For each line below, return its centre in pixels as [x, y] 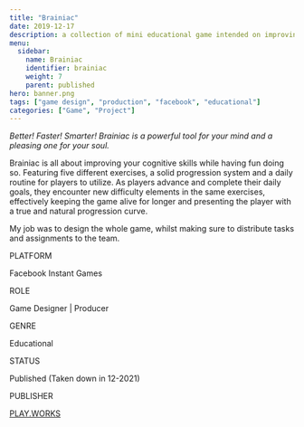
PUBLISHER [32, 396]
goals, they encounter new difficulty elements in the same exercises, [137, 192]
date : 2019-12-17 [42, 26]
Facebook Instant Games [56, 273]
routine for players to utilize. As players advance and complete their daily [146, 183]
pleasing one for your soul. [60, 146]
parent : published [60, 85]
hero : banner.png [42, 93]
